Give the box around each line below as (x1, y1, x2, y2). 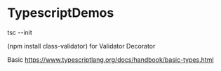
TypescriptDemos (7, 5, 114, 21)
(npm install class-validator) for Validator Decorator (7, 41, 156, 50)
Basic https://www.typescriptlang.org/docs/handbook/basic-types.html (7, 55, 214, 64)
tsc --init (7, 28, 33, 37)
